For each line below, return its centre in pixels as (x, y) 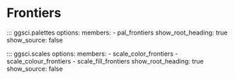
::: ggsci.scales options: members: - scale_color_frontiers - (92, 54)
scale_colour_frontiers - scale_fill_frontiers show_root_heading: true (105, 61)
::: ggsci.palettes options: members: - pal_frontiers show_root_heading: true (117, 32)
